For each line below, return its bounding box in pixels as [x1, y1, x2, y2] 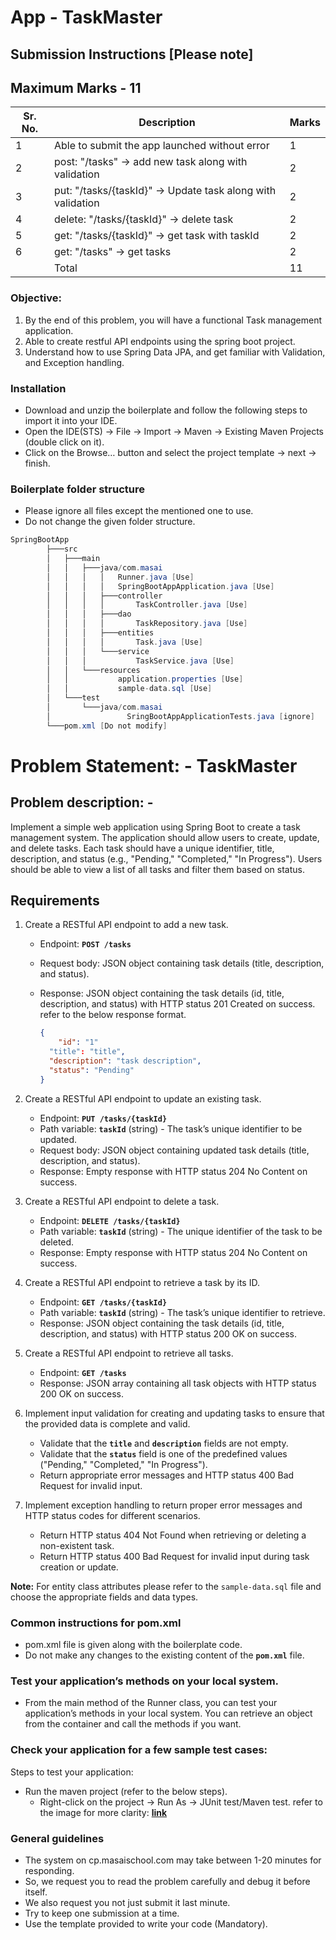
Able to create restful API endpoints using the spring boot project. [24, 335, 296, 347]
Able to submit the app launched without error [54, 139, 270, 153]
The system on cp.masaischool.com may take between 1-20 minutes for [24, 1854, 322, 1866]
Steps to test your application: [10, 1766, 134, 1778]
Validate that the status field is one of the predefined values [39, 1447, 288, 1460]
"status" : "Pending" [48, 1065, 135, 1075]
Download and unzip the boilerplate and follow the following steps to [24, 404, 308, 416]
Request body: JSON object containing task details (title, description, [39, 957, 325, 970]
